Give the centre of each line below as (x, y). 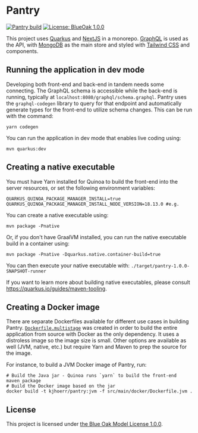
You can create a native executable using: (57, 215)
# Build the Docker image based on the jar (61, 386)
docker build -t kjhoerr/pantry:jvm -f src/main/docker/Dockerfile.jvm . (100, 391)
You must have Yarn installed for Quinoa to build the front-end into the (92, 181)
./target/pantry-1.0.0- (160, 266)
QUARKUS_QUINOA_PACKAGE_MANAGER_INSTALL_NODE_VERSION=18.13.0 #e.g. (93, 204)
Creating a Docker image (53, 307)
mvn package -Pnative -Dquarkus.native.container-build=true (84, 254)
